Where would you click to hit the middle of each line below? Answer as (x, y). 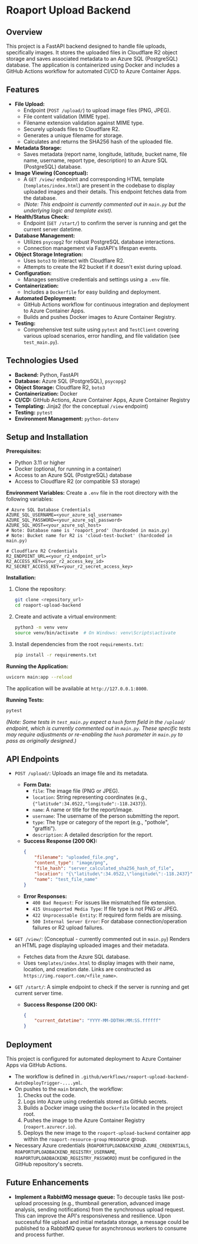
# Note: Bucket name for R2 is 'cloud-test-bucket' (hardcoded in (89, 536)
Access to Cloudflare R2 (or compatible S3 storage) (77, 482)
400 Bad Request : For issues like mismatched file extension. (104, 902)
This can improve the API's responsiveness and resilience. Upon (93, 1216)
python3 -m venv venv (41, 628)
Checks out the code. (49, 1095)
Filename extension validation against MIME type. (84, 123)
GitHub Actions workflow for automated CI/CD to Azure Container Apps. (94, 71)
